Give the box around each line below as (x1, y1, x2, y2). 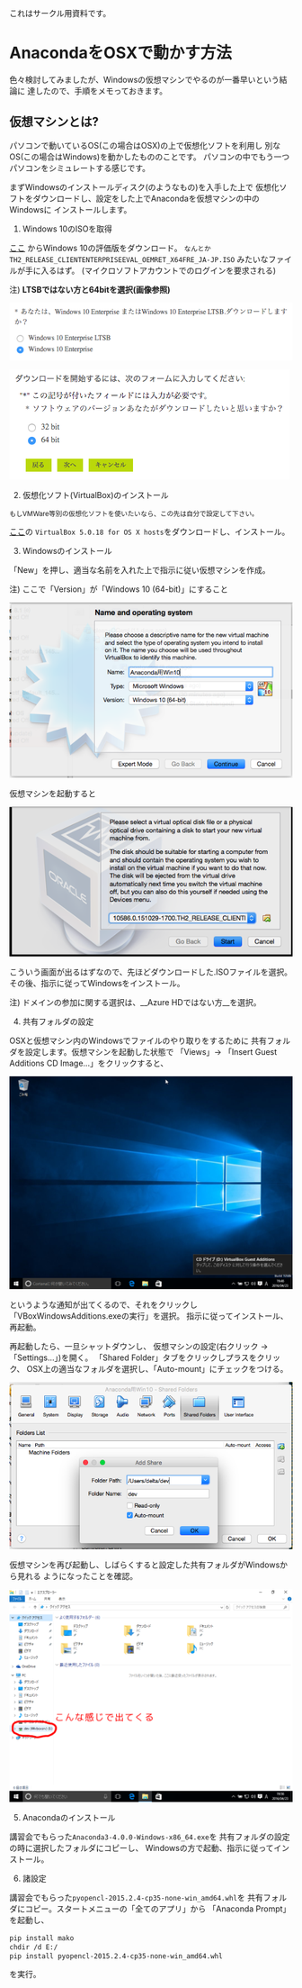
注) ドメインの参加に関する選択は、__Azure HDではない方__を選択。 (9, 996, 262, 1007)
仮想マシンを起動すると (9, 787, 96, 799)
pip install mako (9, 1934, 75, 1943)
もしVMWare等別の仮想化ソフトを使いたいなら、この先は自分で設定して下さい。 (9, 509, 259, 518)
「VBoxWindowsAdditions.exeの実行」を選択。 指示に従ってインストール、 (9, 1310, 289, 1321)
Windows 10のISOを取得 (22, 223, 112, 234)
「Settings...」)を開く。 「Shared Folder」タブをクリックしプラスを (9, 1352, 258, 1363)
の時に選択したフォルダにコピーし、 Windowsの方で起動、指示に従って (9, 1843, 274, 1854)
